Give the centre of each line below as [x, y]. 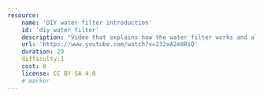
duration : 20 [43, 52]
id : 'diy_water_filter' [61, 30]
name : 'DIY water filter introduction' [87, 23]
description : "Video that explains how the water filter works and [134, 37]
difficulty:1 [43, 59]
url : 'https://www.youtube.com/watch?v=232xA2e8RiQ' [110, 45]
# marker [36, 81]
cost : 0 [34, 66]
